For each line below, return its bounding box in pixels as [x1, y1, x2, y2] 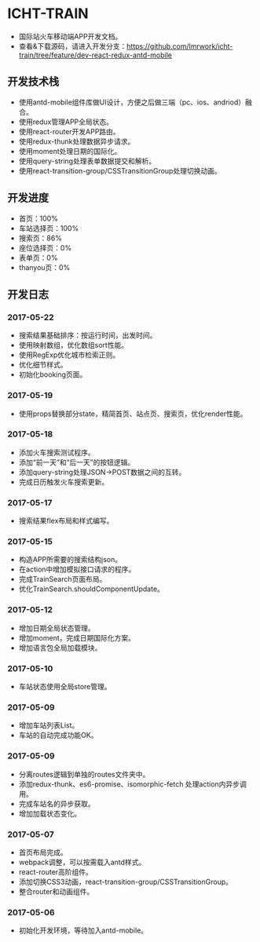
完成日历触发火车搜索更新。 [18, 476, 109, 487]
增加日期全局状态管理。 [18, 623, 95, 633]
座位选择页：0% [18, 243, 72, 252]
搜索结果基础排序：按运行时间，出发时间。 [18, 330, 157, 340]
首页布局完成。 [18, 847, 68, 856]
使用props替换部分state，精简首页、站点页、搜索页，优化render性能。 [18, 409, 247, 418]
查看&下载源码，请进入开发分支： [18, 41, 127, 51]
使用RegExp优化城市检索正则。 [18, 350, 119, 360]
